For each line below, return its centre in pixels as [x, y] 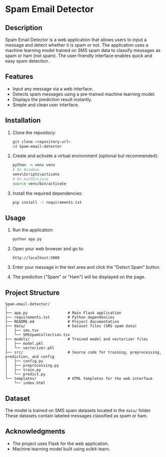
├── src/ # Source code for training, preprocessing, [83, 352]
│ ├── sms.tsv [22, 331]
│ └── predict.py [25, 374]
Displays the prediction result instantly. [52, 99]
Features [19, 77]
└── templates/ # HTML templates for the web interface [79, 379]
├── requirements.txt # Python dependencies [60, 317]
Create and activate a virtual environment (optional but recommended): [85, 156]
